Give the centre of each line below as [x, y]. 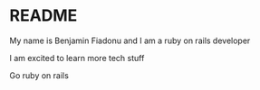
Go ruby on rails [39, 75]
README [43, 16]
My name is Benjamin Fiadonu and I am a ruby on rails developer [130, 40]
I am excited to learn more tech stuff [77, 58]
